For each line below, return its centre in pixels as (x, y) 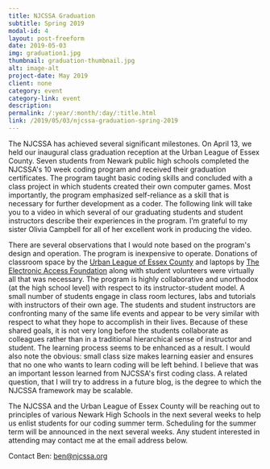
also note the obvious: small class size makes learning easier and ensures (131, 356)
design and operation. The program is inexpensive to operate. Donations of (133, 253)
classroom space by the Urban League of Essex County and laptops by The (134, 262)
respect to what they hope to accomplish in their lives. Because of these (128, 322)
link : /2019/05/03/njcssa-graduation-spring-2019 (93, 121)
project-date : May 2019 (48, 76)
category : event (35, 91)
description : (30, 106)
